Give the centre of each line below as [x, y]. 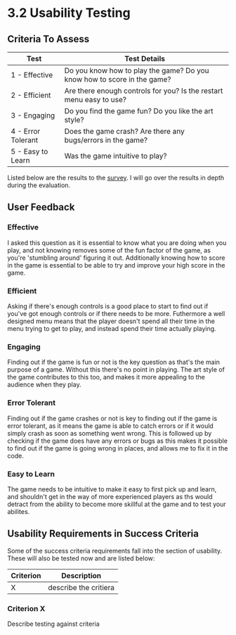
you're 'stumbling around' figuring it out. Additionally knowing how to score [116, 258]
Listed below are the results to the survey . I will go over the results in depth [116, 178]
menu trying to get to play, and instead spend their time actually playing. [112, 328]
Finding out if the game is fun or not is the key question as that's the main [113, 362]
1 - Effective [32, 75]
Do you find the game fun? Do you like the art [139, 111]
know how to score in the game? [118, 79]
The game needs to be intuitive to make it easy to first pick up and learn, [112, 489]
